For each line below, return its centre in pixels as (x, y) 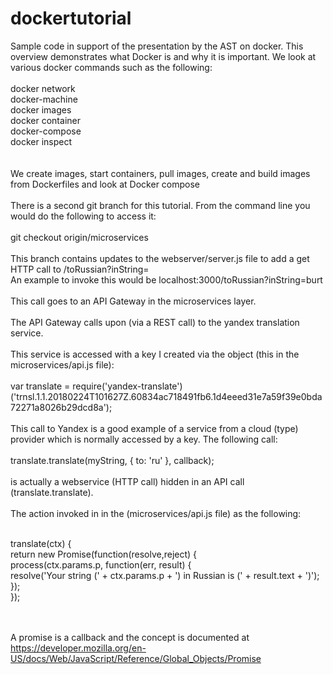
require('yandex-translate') (127, 386)
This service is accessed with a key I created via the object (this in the (155, 354)
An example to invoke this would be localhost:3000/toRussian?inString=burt (166, 279)
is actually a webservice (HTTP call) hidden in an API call (127, 481)
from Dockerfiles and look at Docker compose (105, 184)
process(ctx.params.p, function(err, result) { (101, 564)
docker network (43, 88)
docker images (41, 109)
